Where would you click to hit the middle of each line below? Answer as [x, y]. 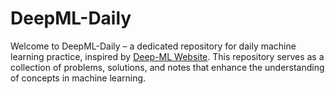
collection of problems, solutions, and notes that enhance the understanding [167, 67]
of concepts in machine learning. [78, 78]
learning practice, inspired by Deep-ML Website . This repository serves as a [167, 56]
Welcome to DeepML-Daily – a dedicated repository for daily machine [153, 46]
